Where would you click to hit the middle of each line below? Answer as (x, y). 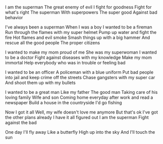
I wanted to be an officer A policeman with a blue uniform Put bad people (79, 72)
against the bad (21, 123)
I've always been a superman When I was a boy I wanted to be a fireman (79, 27)
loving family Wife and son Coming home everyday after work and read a (79, 97)
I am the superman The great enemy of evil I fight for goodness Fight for (78, 7)
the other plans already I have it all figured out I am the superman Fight (77, 117)
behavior (14, 17)
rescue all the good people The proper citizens (52, 43)
